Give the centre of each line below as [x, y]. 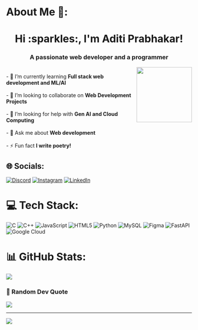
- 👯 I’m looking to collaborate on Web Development [69, 95]
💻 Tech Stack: [42, 205]
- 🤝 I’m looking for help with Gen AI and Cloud [62, 114]
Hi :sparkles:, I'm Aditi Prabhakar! [99, 39]
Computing [20, 120]
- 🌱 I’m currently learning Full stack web [55, 76]
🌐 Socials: [25, 166]
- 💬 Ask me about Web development [51, 132]
